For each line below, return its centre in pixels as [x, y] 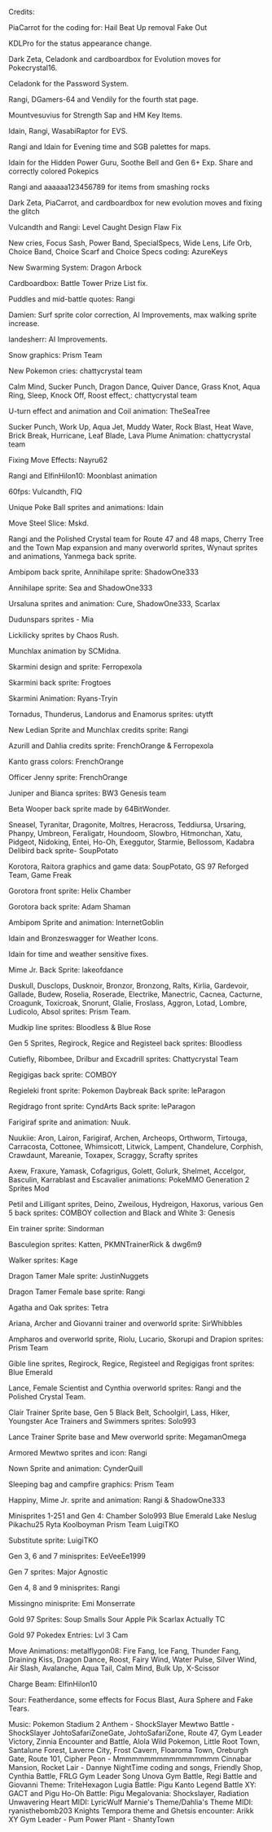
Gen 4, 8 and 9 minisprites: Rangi [64, 1588]
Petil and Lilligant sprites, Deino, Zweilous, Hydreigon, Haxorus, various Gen [136, 1204]
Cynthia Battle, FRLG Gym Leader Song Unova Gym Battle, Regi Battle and [133, 1776]
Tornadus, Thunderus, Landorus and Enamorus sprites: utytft [111, 714]
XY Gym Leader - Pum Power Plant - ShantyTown [92, 1819]
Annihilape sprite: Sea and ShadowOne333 [81, 588]
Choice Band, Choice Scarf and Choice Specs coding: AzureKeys [118, 251]
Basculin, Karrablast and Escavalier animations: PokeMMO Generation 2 [129, 1180]
